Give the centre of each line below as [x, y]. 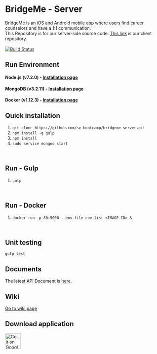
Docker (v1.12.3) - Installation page [41, 100]
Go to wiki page [21, 308]
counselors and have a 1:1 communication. [48, 28]
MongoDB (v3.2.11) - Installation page [44, 89]
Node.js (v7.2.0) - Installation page [41, 77]
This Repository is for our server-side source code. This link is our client [78, 33]
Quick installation [33, 116]
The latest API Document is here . [39, 281]
